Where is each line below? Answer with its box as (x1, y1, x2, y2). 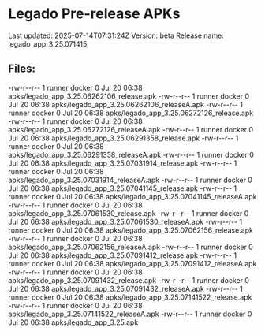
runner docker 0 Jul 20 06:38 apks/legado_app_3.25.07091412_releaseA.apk (8, 259, 257, 268)
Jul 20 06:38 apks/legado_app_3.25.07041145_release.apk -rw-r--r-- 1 (8, 183, 237, 193)
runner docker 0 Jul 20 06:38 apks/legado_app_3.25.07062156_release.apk (8, 225, 254, 235)
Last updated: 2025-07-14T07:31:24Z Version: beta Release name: (8, 31, 225, 40)
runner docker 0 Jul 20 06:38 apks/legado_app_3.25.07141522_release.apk (8, 292, 252, 302)
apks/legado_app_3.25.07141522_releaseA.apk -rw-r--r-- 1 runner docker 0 (8, 309, 252, 318)
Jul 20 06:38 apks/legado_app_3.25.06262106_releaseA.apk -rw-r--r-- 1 (8, 99, 243, 109)
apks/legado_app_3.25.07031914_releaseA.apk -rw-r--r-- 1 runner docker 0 (8, 175, 252, 184)
